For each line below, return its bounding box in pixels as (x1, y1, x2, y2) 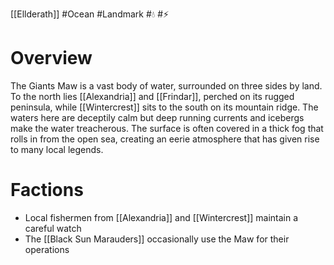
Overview (10, 47, 93, 70)
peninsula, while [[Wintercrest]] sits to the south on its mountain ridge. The (10, 101, 319, 113)
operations (24, 243, 70, 255)
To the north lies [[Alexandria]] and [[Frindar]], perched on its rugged (10, 90, 295, 102)
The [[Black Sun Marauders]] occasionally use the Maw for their (24, 233, 290, 245)
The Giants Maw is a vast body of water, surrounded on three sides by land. (10, 79, 323, 92)
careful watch (24, 222, 82, 234)
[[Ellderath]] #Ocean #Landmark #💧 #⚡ (10, 8, 170, 20)
